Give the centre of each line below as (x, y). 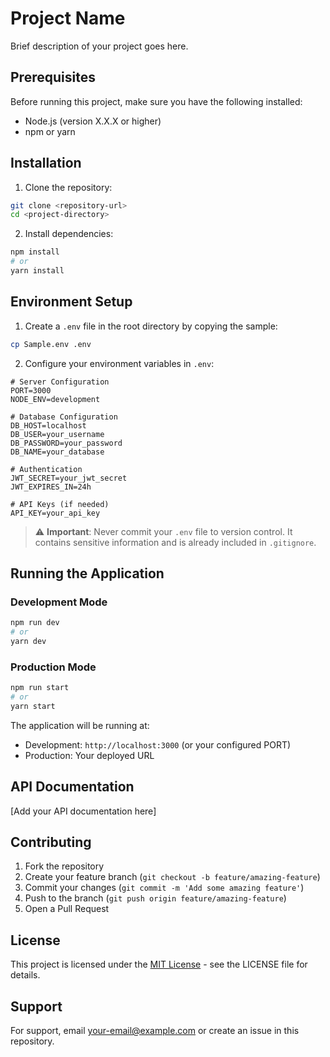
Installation (46, 163)
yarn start (33, 706)
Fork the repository (64, 866)
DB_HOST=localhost (48, 425)
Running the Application (87, 573)
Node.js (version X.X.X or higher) (93, 121)
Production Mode (53, 667)
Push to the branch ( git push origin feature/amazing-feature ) (155, 898)
